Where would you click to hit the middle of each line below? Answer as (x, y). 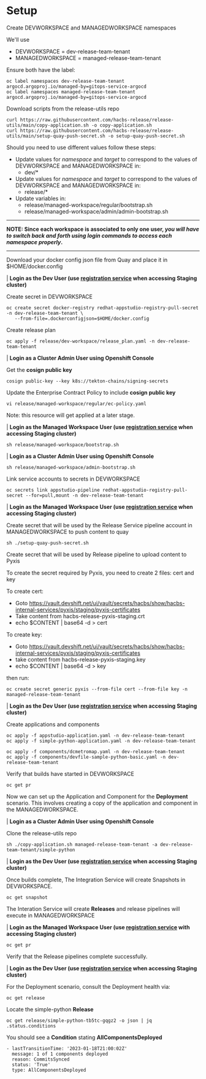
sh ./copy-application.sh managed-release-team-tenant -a (82, 845)
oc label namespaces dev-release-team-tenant (65, 81)
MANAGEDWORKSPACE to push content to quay (67, 532)
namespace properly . (35, 242)
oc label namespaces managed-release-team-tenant (71, 92)
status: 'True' (31, 1065)
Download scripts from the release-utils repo (63, 109)
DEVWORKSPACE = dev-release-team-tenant (73, 51)
